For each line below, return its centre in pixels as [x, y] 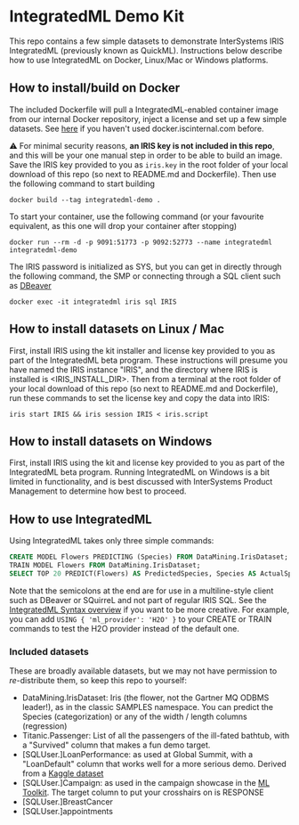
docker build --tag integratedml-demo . [85, 200]
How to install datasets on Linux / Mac [117, 329]
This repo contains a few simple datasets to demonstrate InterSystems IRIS [147, 41]
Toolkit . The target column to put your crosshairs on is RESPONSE [143, 792]
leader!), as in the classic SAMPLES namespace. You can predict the [148, 707]
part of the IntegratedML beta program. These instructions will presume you [148, 360]
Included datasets [49, 651]
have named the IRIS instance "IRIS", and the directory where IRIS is [133, 369]
